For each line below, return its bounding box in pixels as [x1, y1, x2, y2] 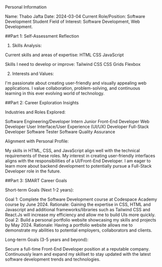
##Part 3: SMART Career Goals [5, 178, 67, 183]
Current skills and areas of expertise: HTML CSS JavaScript [5, 52, 124, 58]
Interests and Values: [12, 71, 54, 77]
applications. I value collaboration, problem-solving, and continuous [5, 85, 140, 91]
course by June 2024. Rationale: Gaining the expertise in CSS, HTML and [5, 202, 151, 207]
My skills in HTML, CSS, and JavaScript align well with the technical [5, 148, 140, 153]
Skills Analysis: [12, 43, 42, 48]
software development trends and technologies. [5, 256, 101, 262]
